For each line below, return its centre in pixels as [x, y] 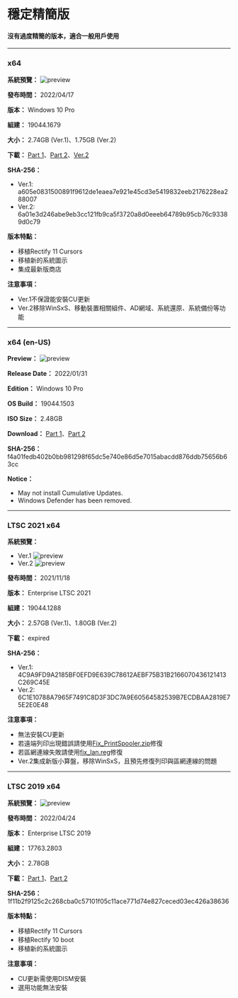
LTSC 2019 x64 [34, 786]
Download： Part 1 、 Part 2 [47, 433]
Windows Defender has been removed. [75, 500]
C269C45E [34, 682]
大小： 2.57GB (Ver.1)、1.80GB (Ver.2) [62, 623]
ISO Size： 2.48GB [35, 418]
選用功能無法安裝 [42, 987]
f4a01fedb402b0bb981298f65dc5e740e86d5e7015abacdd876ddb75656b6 [118, 457]
